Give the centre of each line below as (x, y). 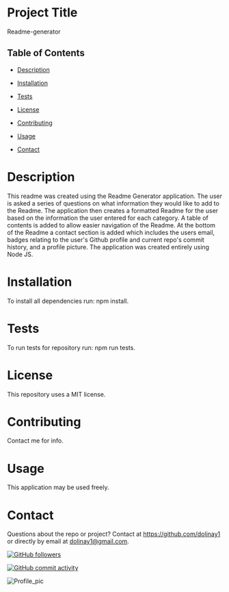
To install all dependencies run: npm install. (68, 301)
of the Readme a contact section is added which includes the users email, (111, 232)
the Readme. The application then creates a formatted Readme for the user (113, 210)
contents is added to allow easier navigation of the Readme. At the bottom (111, 225)
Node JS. (20, 254)
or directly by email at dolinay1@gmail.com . (68, 541)
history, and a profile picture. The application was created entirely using (108, 247)
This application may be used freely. (58, 487)
